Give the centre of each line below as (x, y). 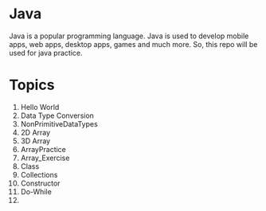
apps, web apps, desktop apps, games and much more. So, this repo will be (133, 44)
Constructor (40, 183)
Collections (39, 174)
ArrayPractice (43, 149)
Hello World (40, 107)
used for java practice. (46, 53)
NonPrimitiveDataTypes (59, 123)
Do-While (36, 191)
